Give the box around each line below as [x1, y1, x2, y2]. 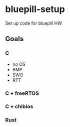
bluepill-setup [5, 4, 65, 15]
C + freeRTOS [5, 89, 39, 96]
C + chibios [5, 103, 33, 110]
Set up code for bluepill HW [5, 20, 62, 26]
